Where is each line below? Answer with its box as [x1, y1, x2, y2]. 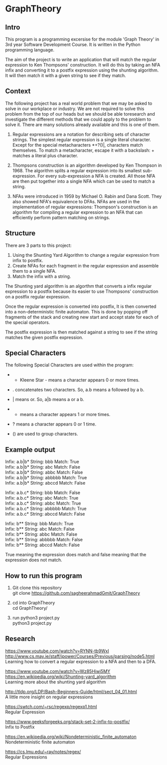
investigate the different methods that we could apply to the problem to [5, 116, 151, 122]
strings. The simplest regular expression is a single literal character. [12, 136, 151, 143]
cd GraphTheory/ [12, 605, 48, 611]
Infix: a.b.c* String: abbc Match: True [5, 500, 81, 506]
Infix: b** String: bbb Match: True [5, 521, 74, 527]
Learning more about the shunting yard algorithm [5, 679, 106, 685]
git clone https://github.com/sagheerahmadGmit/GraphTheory [12, 590, 141, 596]
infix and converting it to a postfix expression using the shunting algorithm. [5, 67, 159, 73]
